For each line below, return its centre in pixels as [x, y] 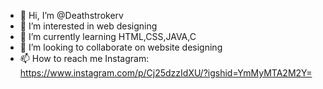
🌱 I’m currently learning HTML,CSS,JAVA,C [108, 36]
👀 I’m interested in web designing [88, 26]
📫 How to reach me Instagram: [84, 58]
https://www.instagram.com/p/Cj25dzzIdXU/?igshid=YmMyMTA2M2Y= [166, 73]
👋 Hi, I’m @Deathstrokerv [71, 15]
